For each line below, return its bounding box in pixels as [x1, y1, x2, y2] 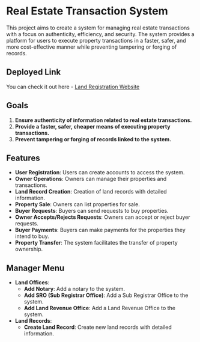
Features [6, 153, 40, 163]
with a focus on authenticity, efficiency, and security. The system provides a [6, 30, 195, 37]
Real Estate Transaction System [6, 4, 168, 18]
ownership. [14, 245, 43, 253]
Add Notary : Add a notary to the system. [23, 286, 125, 293]
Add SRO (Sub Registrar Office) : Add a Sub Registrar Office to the [23, 292, 189, 299]
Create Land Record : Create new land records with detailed [23, 323, 172, 331]
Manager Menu [6, 263, 65, 273]
